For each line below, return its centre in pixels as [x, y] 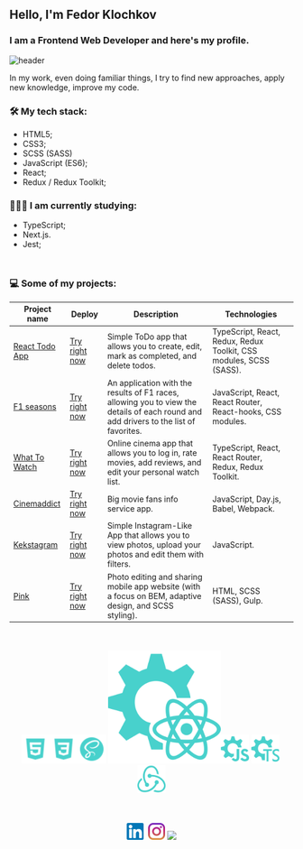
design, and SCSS [140, 605]
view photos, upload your [154, 545]
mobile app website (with [154, 586]
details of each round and [155, 411]
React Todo [34, 346]
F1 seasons [35, 407]
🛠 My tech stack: [48, 111]
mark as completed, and [151, 355]
